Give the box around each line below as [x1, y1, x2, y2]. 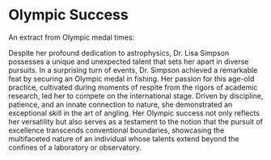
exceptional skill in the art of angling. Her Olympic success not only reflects [8, 107, 260, 118]
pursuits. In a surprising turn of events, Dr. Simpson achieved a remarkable [8, 65, 258, 74]
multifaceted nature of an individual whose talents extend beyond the [8, 133, 239, 143]
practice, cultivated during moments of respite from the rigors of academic [8, 82, 258, 92]
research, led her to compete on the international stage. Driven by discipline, [8, 91, 264, 100]
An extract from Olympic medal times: [8, 32, 135, 42]
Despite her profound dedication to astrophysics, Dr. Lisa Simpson [8, 48, 230, 57]
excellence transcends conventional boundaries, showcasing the [8, 125, 225, 135]
